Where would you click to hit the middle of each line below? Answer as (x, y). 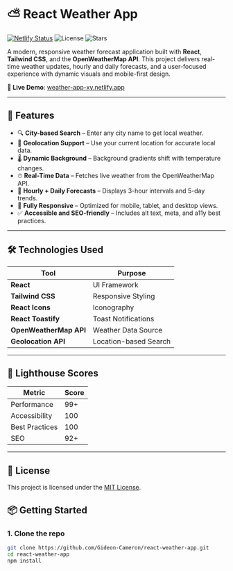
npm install (24, 561)
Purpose (132, 273)
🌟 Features (31, 116)
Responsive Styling (124, 296)
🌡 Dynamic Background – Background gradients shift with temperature (119, 158)
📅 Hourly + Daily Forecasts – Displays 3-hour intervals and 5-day (111, 191)
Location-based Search (132, 341)
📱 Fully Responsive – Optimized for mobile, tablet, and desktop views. (118, 205)
